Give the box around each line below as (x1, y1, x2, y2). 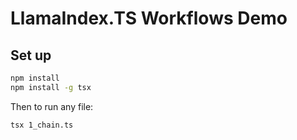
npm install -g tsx (10, 82, 92, 92)
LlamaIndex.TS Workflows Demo (10, 7, 288, 30)
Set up (10, 47, 52, 64)
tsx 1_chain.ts (10, 120, 74, 130)
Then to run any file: (10, 100, 94, 112)
